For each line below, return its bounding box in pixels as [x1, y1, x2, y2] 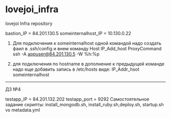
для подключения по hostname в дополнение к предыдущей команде [12, 61, 164, 67]
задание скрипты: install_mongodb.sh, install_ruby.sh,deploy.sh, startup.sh [5, 101, 164, 107]
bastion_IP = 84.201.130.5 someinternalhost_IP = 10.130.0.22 [5, 30, 131, 36]
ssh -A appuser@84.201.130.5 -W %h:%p [12, 51, 100, 57]
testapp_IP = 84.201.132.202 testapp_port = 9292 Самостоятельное [5, 96, 150, 102]
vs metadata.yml [5, 107, 40, 113]
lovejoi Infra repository [5, 20, 52, 26]
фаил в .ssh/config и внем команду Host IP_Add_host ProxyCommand [12, 45, 162, 51]
